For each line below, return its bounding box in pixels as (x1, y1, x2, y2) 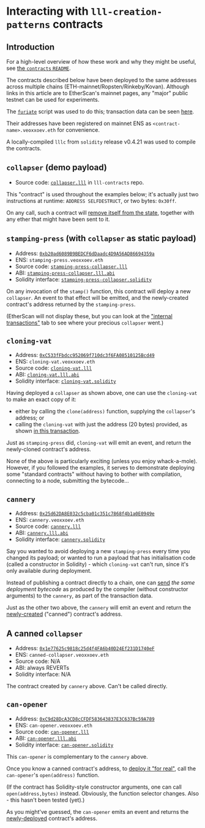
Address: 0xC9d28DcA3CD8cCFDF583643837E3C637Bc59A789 (15, 715, 155, 722)
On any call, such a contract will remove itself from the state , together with (6, 209, 195, 216)
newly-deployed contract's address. (6, 815, 98, 822)
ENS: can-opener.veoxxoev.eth (15, 721, 93, 729)
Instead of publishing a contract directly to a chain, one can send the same (6, 579, 195, 586)
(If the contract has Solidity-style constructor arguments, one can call (6, 783, 182, 791)
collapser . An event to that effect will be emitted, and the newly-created (6, 294, 188, 301)
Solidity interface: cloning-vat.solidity (15, 377, 116, 385)
